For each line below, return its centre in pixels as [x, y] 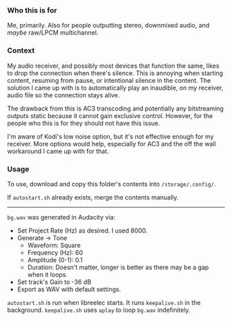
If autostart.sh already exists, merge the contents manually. [93, 197]
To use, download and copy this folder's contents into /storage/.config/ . [112, 184]
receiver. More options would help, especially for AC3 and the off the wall [112, 144]
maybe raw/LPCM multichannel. [53, 32]
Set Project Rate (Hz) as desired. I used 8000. [82, 231]
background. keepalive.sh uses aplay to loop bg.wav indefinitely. [99, 310]
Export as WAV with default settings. [69, 289]
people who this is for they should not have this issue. [84, 123]
